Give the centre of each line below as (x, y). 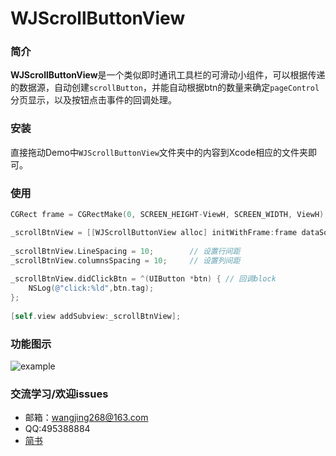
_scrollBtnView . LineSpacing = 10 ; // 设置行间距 (125, 251)
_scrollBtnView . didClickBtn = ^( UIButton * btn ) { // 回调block (143, 279)
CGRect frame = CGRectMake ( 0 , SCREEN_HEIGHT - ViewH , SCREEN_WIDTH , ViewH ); (169, 215)
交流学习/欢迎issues (59, 394)
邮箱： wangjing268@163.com (86, 418)
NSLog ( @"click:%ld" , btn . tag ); (91, 288)
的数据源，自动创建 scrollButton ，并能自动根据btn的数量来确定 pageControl (165, 88)
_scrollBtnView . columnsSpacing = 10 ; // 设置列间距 (125, 260)
